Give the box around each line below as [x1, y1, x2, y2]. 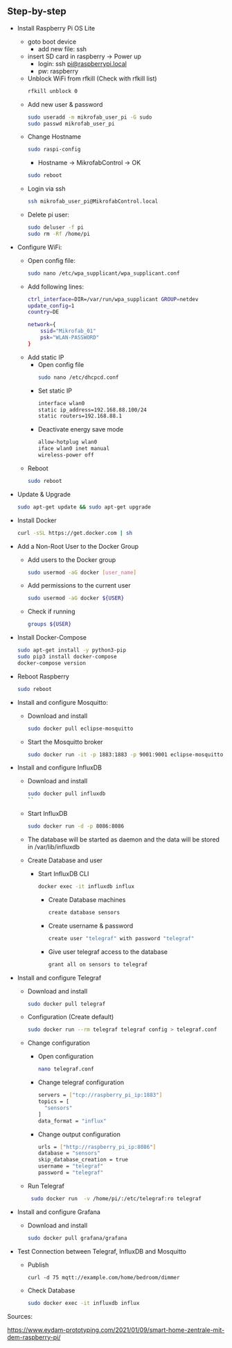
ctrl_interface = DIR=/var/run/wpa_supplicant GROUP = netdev [27, 296, 199, 302]
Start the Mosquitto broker [27, 737, 103, 746]
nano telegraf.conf [37, 1066, 95, 1073]
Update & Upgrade [17, 490, 71, 498]
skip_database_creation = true [37, 1157, 129, 1163]
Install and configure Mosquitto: [17, 698, 109, 706]
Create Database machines [48, 895, 126, 904]
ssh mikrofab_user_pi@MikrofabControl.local [27, 198, 159, 205]
